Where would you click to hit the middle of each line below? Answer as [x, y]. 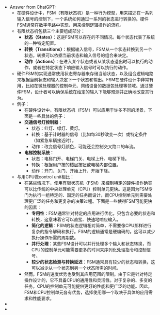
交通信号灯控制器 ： [43, 122]
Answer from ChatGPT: [33, 7]
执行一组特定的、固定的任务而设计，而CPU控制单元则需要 [90, 195]
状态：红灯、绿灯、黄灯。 [57, 128]
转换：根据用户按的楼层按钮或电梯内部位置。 [76, 165]
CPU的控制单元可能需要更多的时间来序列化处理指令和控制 [89, 250]
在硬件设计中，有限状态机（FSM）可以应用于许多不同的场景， [86, 110]
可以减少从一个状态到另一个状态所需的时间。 [76, 268]
